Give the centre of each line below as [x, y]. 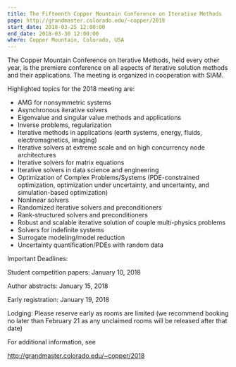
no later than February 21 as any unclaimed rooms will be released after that [117, 321]
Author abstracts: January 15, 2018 [58, 286]
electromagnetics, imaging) [57, 140]
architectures [37, 155]
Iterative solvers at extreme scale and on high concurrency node [111, 148]
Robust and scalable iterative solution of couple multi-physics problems [122, 222]
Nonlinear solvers [43, 200]
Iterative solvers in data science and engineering [88, 170]
